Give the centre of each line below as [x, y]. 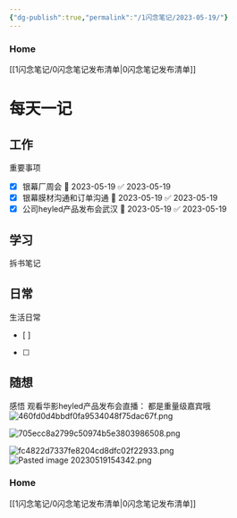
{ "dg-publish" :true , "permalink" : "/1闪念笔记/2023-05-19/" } [119, 17]
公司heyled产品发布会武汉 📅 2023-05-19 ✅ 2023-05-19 [124, 209]
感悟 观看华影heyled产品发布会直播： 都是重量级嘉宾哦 [110, 405]
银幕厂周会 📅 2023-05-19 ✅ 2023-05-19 [97, 186]
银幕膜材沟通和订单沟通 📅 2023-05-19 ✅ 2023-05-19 [120, 197]
